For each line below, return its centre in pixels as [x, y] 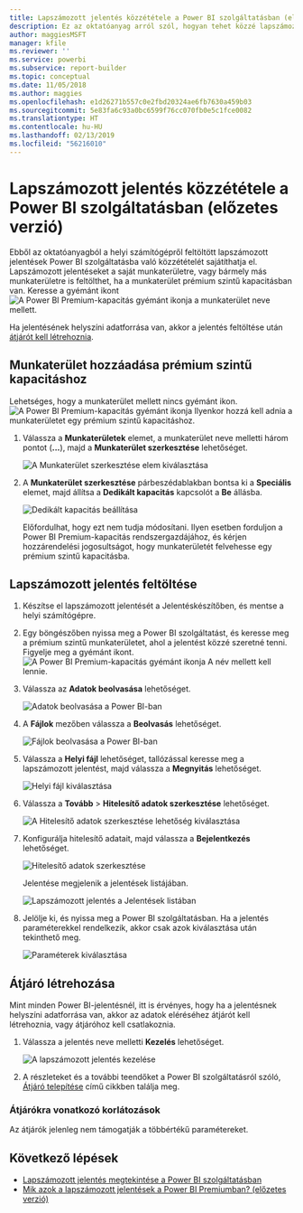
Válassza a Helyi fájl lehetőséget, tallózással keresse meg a [133, 759]
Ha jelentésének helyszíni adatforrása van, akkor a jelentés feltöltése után [146, 327]
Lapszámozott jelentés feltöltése [103, 584]
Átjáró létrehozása [62, 983]
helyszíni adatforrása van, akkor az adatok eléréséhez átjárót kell [130, 1015]
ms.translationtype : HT [54, 118]
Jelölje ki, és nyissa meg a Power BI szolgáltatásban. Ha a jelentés [145, 918]
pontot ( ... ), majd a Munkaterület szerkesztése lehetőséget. [135, 447]
